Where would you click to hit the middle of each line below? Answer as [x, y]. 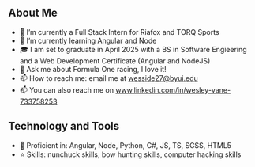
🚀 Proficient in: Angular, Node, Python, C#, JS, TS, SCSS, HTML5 [125, 145]
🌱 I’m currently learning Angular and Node [88, 40]
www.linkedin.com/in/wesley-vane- [173, 89]
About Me [33, 13]
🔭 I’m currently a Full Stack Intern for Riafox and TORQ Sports [119, 32]
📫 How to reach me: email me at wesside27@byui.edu [109, 78]
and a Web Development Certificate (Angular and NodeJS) [115, 61]
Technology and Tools [64, 126]
